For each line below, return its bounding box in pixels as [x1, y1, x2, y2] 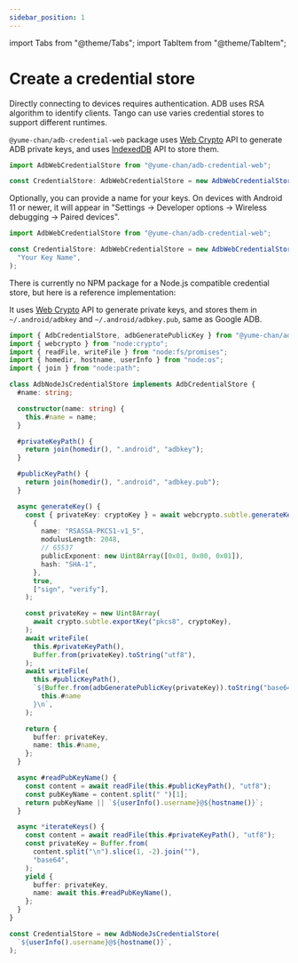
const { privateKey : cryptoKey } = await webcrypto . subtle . [25, 510, 252, 519]
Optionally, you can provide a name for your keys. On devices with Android [9, 193, 283, 204]
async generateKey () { [17, 502, 101, 511]
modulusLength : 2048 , [41, 535, 122, 544]
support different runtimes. [9, 116, 108, 127]
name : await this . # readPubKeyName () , [32, 888, 173, 898]
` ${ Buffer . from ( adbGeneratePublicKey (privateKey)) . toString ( [32, 684, 264, 693]
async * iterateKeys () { [17, 823, 105, 831]
